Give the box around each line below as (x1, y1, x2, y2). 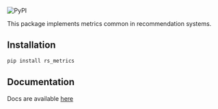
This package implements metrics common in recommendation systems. (7, 20, 212, 27)
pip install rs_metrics (7, 57, 75, 64)
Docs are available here (7, 94, 74, 102)
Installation (7, 40, 56, 51)
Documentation (7, 76, 75, 88)
